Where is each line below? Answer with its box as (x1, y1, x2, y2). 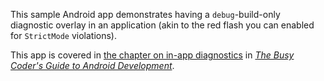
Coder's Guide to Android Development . (10, 60, 175, 71)
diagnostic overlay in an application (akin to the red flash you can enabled (10, 19, 315, 31)
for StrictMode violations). (10, 30, 117, 41)
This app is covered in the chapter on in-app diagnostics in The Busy (10, 49, 295, 61)
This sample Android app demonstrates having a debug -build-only (10, 9, 281, 20)
